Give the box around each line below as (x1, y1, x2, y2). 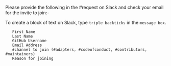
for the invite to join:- (5, 10, 50, 16)
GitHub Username (12, 38, 47, 43)
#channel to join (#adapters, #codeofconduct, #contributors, (12, 47, 147, 52)
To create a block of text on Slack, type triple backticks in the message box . (5, 20, 166, 25)
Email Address (12, 43, 42, 48)
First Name (12, 29, 36, 35)
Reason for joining (12, 56, 54, 61)
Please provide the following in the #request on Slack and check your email (5, 5, 164, 10)
